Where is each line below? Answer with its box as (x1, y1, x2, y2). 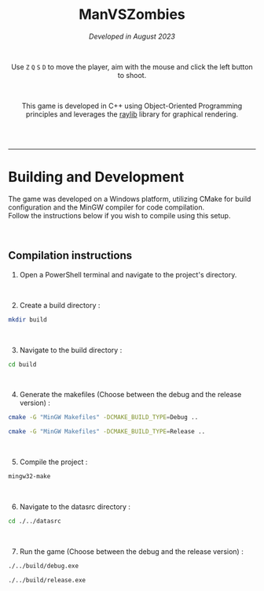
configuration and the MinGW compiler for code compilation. (8, 203, 205, 212)
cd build (8, 360, 37, 368)
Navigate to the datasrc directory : (19, 502, 131, 511)
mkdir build (8, 315, 47, 324)
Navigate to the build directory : (19, 345, 123, 355)
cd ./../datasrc (8, 518, 61, 526)
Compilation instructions (8, 249, 132, 262)
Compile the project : (19, 457, 88, 466)
